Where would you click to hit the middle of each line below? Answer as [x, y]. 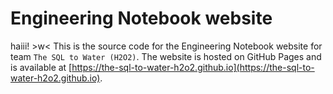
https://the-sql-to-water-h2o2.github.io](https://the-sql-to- [193, 67]
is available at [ [41, 67]
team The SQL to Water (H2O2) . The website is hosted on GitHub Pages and [166, 56]
